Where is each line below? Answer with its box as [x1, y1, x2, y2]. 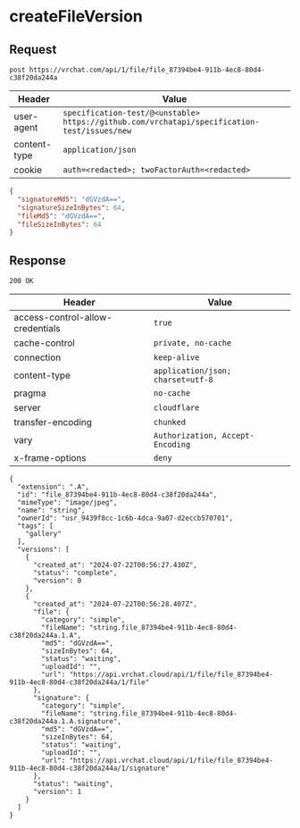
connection [13, 351, 62, 364]
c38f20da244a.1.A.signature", [9, 717, 122, 726]
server [13, 402, 42, 414]
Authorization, [153, 431, 219, 441]
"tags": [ [17, 522, 54, 531]
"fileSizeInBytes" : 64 [17, 220, 102, 229]
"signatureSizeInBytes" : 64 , [17, 203, 126, 212]
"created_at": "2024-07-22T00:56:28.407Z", [32, 600, 198, 609]
